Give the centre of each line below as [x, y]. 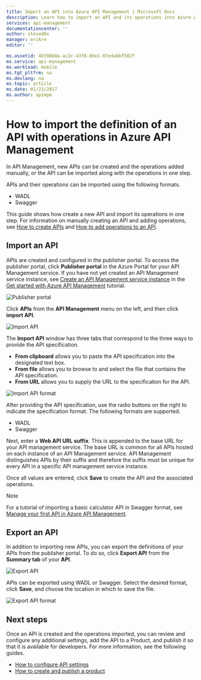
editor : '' [20, 45]
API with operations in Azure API [89, 137]
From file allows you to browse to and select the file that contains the [100, 369]
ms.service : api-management [41, 61]
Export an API [32, 532]
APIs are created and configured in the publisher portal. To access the [93, 260]
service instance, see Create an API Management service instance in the [96, 279]
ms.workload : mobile [32, 67]
